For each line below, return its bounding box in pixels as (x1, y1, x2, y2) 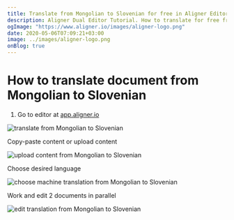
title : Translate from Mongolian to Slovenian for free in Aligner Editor (7, 10, 229, 17)
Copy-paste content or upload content (7, 137, 118, 146)
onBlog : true (7, 42, 45, 49)
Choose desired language (7, 164, 81, 173)
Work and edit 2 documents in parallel (7, 191, 116, 199)
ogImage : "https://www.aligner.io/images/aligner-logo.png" (7, 23, 186, 30)
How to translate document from (7, 72, 199, 88)
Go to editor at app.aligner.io (17, 110, 100, 118)
